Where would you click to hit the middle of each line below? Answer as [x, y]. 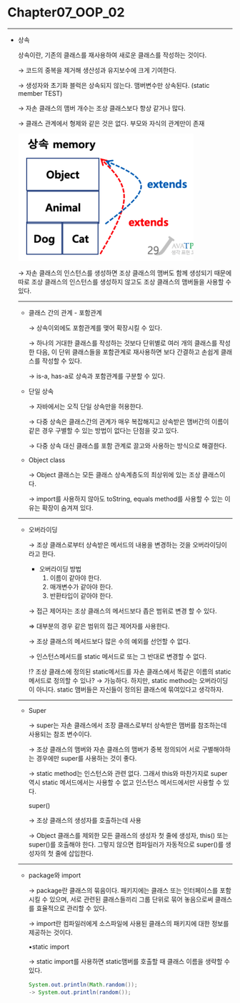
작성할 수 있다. [62, 361]
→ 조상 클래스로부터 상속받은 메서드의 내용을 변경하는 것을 [110, 544]
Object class [47, 460]
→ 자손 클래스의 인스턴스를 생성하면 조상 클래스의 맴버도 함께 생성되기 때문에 [125, 273]
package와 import [54, 875]
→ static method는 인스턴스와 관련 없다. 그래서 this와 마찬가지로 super [128, 773]
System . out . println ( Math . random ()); [83, 984]
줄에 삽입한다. [74, 853]
